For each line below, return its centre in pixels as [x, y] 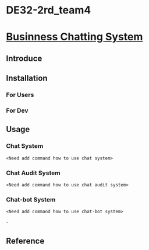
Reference [25, 241]
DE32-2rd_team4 [49, 10]
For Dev [17, 110]
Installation [27, 79]
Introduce [24, 58]
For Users [20, 95]
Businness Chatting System [74, 37]
